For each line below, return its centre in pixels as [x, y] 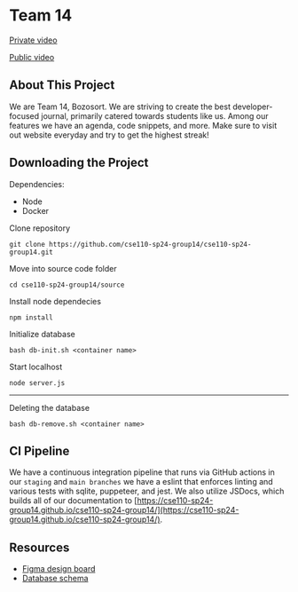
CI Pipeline [39, 450]
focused [24, 115]
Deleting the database [50, 407]
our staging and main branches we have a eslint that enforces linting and [141, 482]
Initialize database [42, 334]
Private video [33, 40]
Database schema [55, 579]
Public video [32, 57]
